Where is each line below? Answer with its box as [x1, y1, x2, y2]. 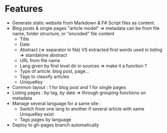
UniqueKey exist [19, 111, 54, 117]
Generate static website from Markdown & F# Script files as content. [12, 20, 155, 26]
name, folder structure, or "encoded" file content [12, 30, 115, 36]
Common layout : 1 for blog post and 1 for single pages [12, 84, 126, 90]
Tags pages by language [19, 116, 72, 122]
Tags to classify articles [19, 73, 70, 79]
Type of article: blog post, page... [19, 68, 89, 74]
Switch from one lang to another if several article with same [19, 106, 145, 112]
